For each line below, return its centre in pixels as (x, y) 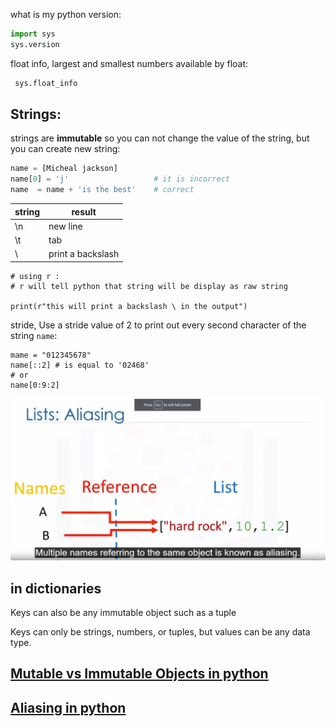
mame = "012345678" (51, 355)
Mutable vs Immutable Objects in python (139, 674)
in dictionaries (56, 588)
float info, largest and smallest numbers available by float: (129, 63)
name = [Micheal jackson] (64, 169)
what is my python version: (66, 14)
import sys (33, 34)
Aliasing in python (68, 707)
